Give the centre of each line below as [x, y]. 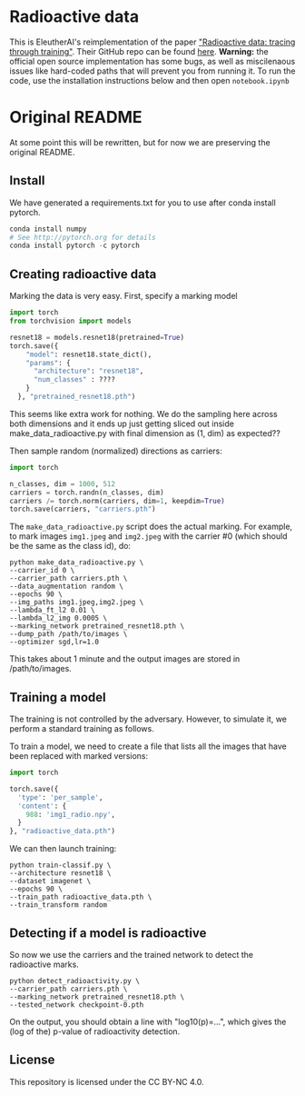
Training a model [58, 697]
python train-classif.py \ [60, 865]
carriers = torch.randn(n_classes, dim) [87, 493]
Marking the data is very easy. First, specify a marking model [123, 296]
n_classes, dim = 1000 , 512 [63, 483]
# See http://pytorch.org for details [83, 237]
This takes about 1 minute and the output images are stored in [125, 659]
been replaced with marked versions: [79, 756]
